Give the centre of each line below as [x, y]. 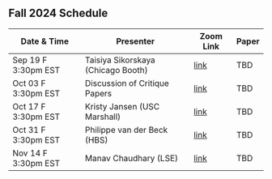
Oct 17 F [29, 106]
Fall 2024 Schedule [58, 13]
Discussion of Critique [127, 83]
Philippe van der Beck [126, 130]
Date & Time [45, 41]
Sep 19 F [30, 60]
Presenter [136, 41]
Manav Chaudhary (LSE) [132, 158]
